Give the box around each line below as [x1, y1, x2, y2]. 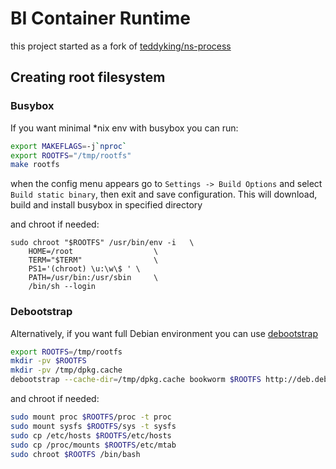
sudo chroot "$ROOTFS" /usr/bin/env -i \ [10, 238, 195, 248]
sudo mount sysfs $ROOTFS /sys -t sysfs [10, 421, 177, 431]
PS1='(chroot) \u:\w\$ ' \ [28, 264, 141, 274]
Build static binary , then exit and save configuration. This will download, [10, 188, 318, 201]
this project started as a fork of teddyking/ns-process [10, 40, 232, 52]
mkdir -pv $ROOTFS [10, 356, 87, 366]
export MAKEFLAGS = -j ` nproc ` [10, 141, 128, 151]
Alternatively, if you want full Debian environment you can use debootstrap [10, 327, 318, 339]
